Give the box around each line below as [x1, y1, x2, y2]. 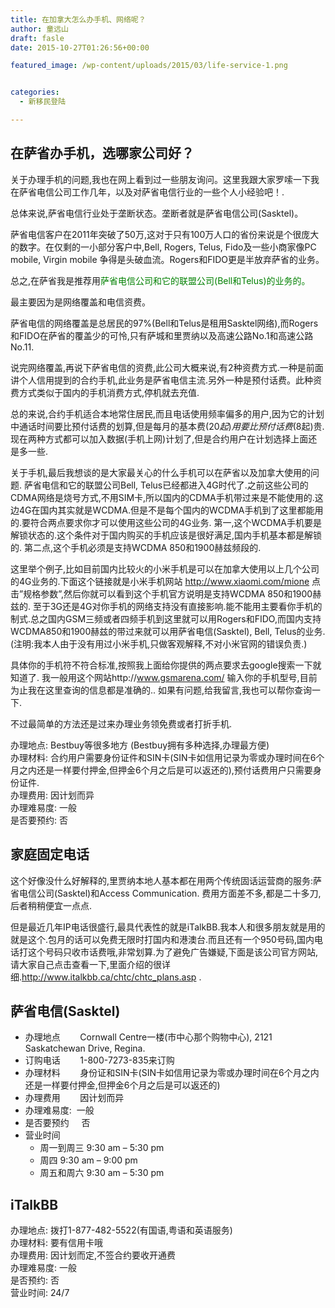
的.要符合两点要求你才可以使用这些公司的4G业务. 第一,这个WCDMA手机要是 [10, 516, 322, 528]
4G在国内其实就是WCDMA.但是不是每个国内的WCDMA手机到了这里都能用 [18, 504, 324, 516]
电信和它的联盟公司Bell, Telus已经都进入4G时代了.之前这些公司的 [41, 479, 309, 491]
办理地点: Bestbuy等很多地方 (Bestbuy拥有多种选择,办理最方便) [10, 739, 270, 751]
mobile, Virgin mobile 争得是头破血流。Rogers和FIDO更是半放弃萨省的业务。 [10, 253, 325, 265]
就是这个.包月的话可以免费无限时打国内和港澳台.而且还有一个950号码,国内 [10, 933, 315, 945]
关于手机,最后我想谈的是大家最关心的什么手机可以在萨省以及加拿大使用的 [10, 466, 312, 478]
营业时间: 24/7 [10, 1287, 70, 1299]
